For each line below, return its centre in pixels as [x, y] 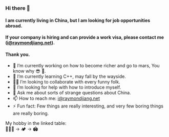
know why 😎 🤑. [29, 71]
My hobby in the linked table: [36, 123]
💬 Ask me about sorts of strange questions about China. [72, 93]
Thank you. [18, 54]
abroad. [14, 25]
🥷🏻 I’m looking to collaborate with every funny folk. [66, 82]
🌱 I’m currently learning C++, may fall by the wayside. [69, 76]
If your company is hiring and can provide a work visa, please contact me [85, 37]
